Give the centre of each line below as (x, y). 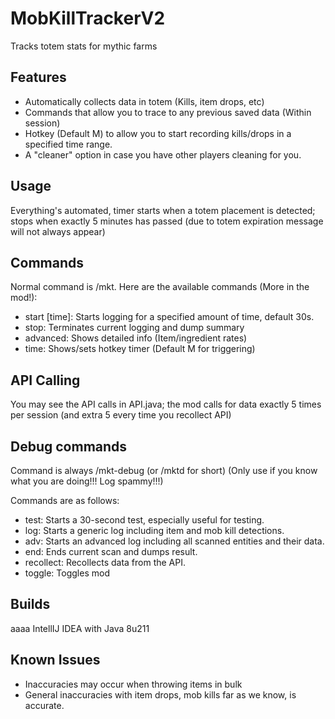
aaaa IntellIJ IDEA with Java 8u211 (80, 628)
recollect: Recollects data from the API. (105, 562)
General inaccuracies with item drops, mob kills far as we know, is (160, 694)
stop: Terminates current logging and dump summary (134, 328)
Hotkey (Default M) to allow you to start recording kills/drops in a (158, 133)
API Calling (45, 380)
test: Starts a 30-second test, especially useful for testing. (144, 520)
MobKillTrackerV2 (88, 18)
